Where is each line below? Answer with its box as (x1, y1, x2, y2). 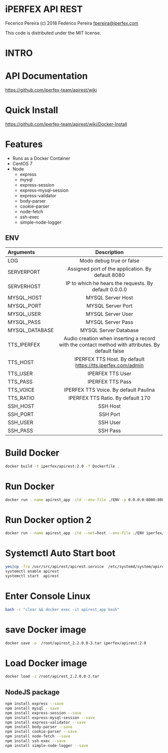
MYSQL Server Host (85, 294, 133, 301)
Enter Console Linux (5, 590, 91, 601)
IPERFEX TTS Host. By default (74, 355, 145, 362)
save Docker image (5, 624, 86, 635)
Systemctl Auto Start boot (5, 548, 116, 559)
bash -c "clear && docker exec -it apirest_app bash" (5, 607, 120, 612)
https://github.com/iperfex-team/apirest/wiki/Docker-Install (5, 121, 127, 127)
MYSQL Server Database (79, 327, 139, 334)
